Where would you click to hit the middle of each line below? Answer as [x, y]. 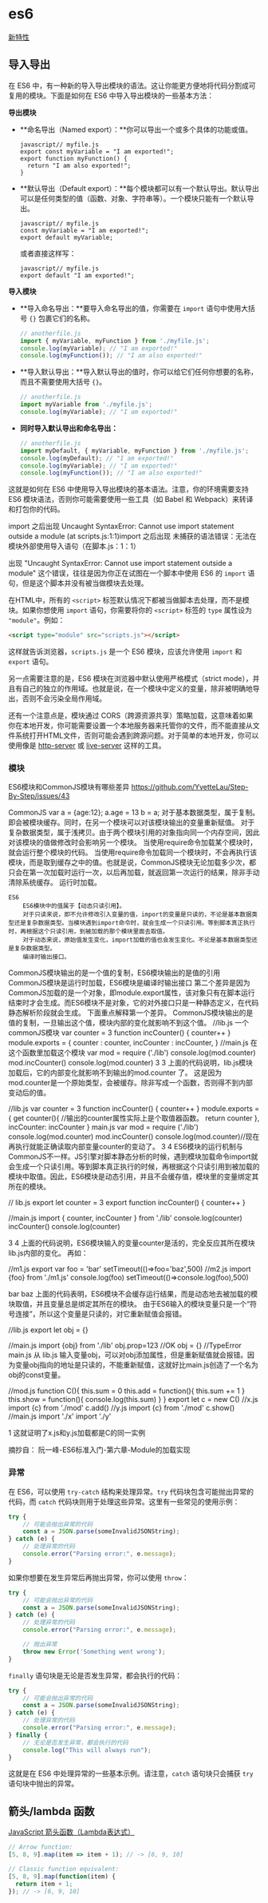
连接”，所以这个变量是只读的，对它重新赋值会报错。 [100, 1314]
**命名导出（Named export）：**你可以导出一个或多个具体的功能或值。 [136, 129]
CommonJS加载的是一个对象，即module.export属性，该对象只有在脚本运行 [132, 993]
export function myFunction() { [73, 158]
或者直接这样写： [48, 253]
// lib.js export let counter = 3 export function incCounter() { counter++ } [127, 1203]
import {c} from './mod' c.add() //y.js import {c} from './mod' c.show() [122, 1408]
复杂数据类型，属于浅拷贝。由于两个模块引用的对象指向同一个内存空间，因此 [134, 833]
